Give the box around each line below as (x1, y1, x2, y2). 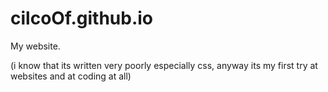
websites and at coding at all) (10, 70, 132, 82)
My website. (10, 40, 61, 52)
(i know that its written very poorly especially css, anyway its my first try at (10, 59, 318, 71)
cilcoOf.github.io (10, 7, 154, 30)
